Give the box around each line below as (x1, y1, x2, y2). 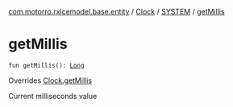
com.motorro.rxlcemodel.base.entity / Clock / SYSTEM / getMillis (8, 7, 225, 16)
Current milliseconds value (8, 91, 98, 101)
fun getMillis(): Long (8, 61, 85, 69)
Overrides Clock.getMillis (8, 76, 93, 85)
